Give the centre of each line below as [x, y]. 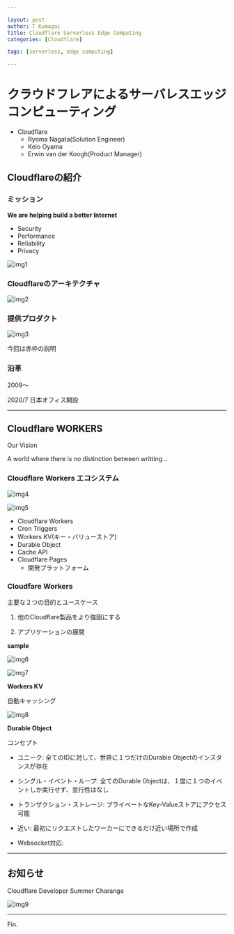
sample [18, 646]
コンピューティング [62, 112]
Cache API [32, 552]
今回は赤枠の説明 [32, 349]
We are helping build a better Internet [62, 215]
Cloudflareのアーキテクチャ [54, 283]
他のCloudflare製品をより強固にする [69, 617]
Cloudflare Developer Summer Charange [65, 891]
